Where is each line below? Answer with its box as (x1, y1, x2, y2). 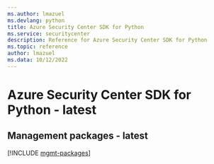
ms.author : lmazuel (7, 10, 65, 18)
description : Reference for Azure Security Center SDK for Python (7, 37, 208, 44)
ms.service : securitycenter (7, 30, 91, 37)
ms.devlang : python (7, 17, 65, 24)
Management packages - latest (7, 130, 149, 142)
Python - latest (7, 102, 97, 117)
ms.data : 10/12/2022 (7, 57, 69, 64)
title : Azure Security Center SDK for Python (7, 23, 144, 30)
